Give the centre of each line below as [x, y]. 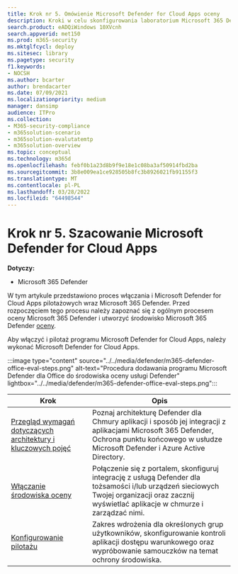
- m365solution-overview [44, 146]
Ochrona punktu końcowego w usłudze [157, 439]
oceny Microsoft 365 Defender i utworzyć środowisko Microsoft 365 [107, 318]
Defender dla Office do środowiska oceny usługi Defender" [94, 376]
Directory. [108, 457]
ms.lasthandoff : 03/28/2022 [49, 192]
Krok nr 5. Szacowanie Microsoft [105, 233]
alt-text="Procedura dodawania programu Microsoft [151, 368]
